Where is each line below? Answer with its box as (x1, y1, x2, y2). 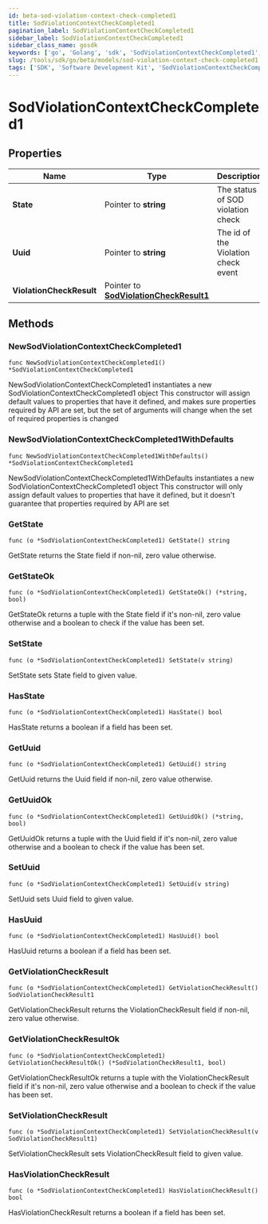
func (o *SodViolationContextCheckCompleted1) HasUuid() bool (8, 932, 219, 940)
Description (216, 170, 262, 181)
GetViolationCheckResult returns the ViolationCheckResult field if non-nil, (8, 1005, 250, 1015)
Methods (8, 317, 54, 331)
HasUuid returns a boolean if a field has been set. (8, 946, 171, 956)
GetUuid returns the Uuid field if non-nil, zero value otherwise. (8, 774, 213, 784)
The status (216, 184, 257, 195)
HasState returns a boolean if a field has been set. (8, 722, 173, 732)
